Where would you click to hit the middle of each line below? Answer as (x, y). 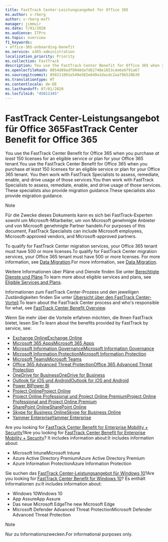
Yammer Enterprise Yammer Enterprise (52, 417)
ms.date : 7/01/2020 (25, 28)
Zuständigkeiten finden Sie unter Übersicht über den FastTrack (70, 297)
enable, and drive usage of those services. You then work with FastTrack (79, 180)
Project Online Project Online (41, 391)
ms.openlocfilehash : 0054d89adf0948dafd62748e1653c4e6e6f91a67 (72, 70)
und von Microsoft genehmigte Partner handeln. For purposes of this (75, 226)
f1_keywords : (19, 42)
